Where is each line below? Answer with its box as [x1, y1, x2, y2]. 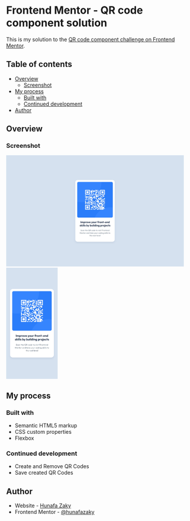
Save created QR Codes [14, 469, 73, 476]
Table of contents [6, 59, 72, 69]
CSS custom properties [14, 428, 72, 436]
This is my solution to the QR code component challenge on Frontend [6, 36, 175, 43]
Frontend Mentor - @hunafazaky [14, 509, 95, 516]
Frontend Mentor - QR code [6, 4, 143, 17]
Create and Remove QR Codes [14, 463, 89, 470]
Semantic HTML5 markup [14, 422, 78, 429]
